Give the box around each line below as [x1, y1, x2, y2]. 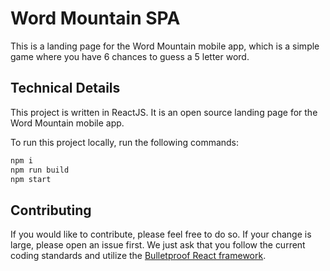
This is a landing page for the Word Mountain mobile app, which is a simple [10, 40, 320, 52]
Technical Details [10, 80, 121, 97]
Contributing [10, 202, 92, 219]
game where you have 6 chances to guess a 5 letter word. [10, 50, 250, 62]
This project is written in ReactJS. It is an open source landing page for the [10, 106, 318, 118]
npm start [10, 174, 52, 184]
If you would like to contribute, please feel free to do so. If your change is [10, 228, 312, 241]
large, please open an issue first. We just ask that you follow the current [10, 239, 306, 251]
